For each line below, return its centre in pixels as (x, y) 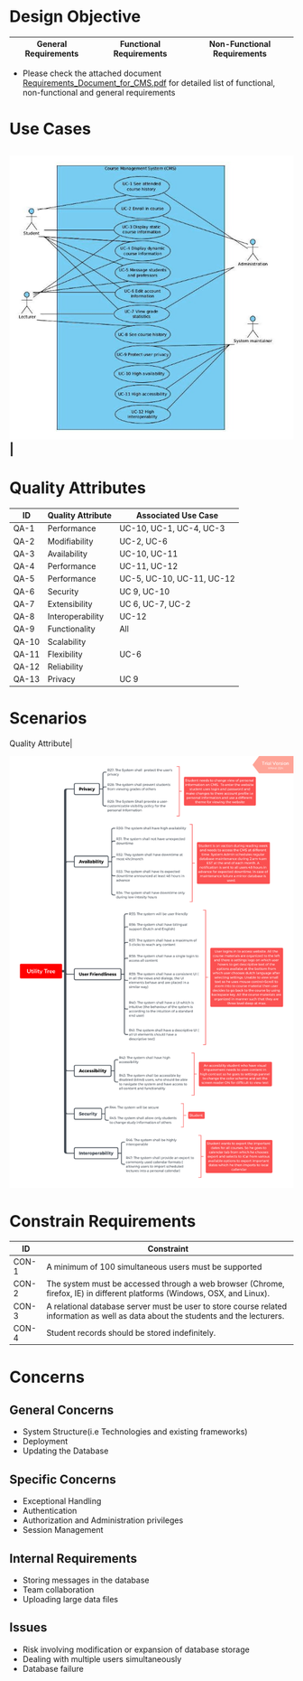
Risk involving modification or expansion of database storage (136, 1649)
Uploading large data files (70, 1600)
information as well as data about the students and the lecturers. (165, 1315)
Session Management (63, 1530)
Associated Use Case (177, 516)
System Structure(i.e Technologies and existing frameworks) (135, 1432)
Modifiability (70, 541)
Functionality (71, 629)
